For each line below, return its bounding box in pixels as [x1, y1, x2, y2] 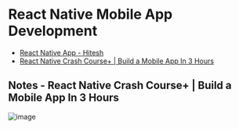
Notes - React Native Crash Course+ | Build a [8, 79, 233, 92]
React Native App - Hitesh [19, 48, 104, 57]
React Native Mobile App [8, 5, 173, 23]
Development [8, 22, 98, 40]
